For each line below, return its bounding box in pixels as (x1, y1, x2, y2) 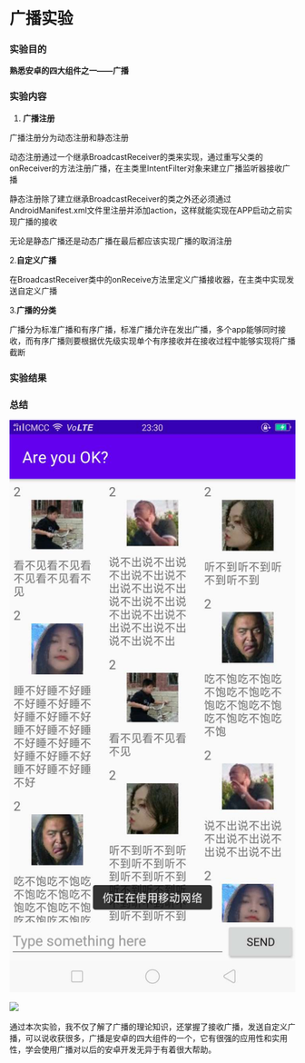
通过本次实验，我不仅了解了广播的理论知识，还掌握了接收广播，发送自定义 (9, 1021, 288, 1032)
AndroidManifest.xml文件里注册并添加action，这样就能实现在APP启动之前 (9, 204, 285, 215)
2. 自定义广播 (9, 254, 57, 265)
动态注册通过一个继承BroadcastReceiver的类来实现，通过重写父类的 (9, 151, 263, 162)
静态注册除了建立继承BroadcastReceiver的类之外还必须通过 (9, 193, 231, 204)
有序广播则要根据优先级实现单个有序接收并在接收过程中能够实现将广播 (33, 335, 296, 346)
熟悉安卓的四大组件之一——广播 (9, 65, 129, 76)
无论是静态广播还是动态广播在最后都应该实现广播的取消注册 (9, 235, 232, 246)
